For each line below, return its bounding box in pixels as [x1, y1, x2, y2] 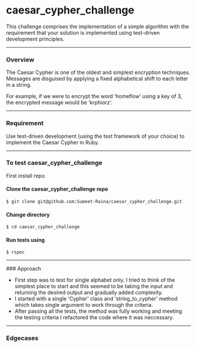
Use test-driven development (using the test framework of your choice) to [6, 133, 185, 140]
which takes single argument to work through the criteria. [14, 302, 154, 309]
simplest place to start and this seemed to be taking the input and [14, 283, 173, 290]
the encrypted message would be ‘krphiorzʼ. [6, 99, 113, 106]
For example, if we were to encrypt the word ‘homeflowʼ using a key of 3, [6, 93, 183, 100]
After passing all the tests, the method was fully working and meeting [14, 308, 182, 315]
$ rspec [6, 249, 25, 255]
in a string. [6, 82, 32, 89]
